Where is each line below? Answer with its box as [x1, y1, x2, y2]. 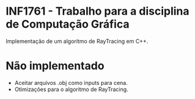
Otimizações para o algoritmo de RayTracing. [14, 86, 129, 93]
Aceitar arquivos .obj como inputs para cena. [14, 79, 128, 86]
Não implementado [6, 59, 105, 73]
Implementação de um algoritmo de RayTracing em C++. [6, 37, 149, 45]
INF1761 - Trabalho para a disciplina [6, 4, 190, 18]
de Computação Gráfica [6, 17, 130, 31]
